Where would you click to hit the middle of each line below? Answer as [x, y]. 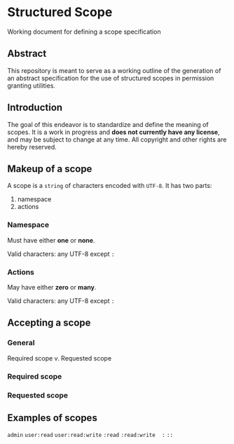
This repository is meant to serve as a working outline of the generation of [114, 70]
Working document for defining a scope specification [84, 32]
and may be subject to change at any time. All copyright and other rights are [117, 139]
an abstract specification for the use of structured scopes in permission [111, 78]
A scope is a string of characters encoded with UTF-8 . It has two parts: [110, 186]
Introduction [35, 108]
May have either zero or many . [52, 287]
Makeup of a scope [50, 169]
